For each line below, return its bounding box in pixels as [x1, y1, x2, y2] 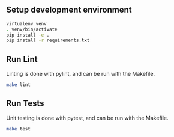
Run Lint [6, 54, 38, 64]
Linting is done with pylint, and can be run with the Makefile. [6, 70, 155, 78]
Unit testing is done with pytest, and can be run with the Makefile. [6, 114, 169, 121]
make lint [6, 82, 31, 88]
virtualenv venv [6, 20, 47, 26]
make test [6, 126, 31, 132]
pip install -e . [6, 32, 50, 38]
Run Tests [6, 99, 44, 109]
